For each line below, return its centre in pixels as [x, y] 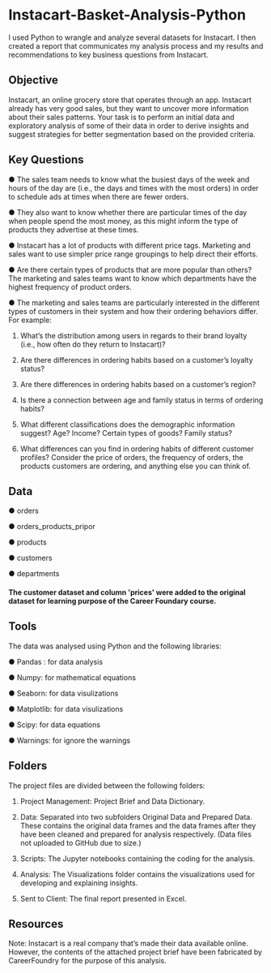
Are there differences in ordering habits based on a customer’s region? [138, 384]
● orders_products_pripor [52, 527]
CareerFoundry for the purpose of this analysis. [88, 961]
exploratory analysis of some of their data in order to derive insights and [129, 125]
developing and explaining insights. [79, 883]
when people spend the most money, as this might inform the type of [123, 221]
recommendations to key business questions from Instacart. [108, 54]
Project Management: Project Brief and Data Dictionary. [112, 801]
